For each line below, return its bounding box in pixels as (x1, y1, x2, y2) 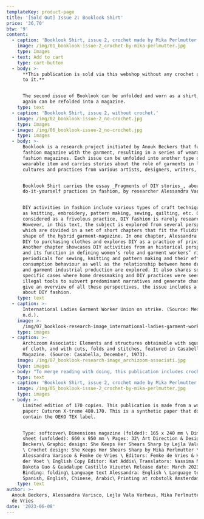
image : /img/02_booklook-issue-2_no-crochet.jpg (17, 115, 143, 122)
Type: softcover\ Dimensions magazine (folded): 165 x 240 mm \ (22, 430, 189, 436)
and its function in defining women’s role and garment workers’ (22, 250, 191, 256)
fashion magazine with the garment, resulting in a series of (22, 150, 183, 156)
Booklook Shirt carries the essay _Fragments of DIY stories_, (22, 183, 186, 189)
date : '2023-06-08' (6, 503, 56, 509)
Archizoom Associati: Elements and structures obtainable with (22, 340, 186, 346)
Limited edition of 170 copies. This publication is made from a (22, 402, 191, 408)
